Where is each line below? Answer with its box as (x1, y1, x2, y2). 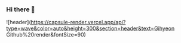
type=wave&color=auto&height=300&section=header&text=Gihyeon (6, 25, 175, 32)
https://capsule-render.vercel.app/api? (30, 19, 126, 26)
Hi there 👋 (6, 5, 36, 14)
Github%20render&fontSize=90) (6, 31, 87, 38)
